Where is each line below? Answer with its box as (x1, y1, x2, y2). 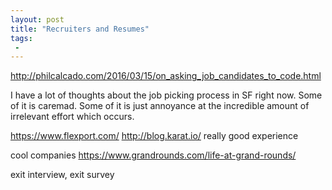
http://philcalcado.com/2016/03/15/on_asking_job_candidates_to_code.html (10, 70, 322, 82)
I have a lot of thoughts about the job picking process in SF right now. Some (10, 89, 323, 101)
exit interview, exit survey (10, 169, 115, 181)
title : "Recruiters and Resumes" (10, 24, 150, 34)
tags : (10, 33, 33, 43)
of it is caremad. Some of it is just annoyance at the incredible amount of (10, 100, 310, 112)
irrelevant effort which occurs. (10, 111, 135, 123)
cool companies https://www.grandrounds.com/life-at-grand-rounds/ (10, 149, 297, 161)
